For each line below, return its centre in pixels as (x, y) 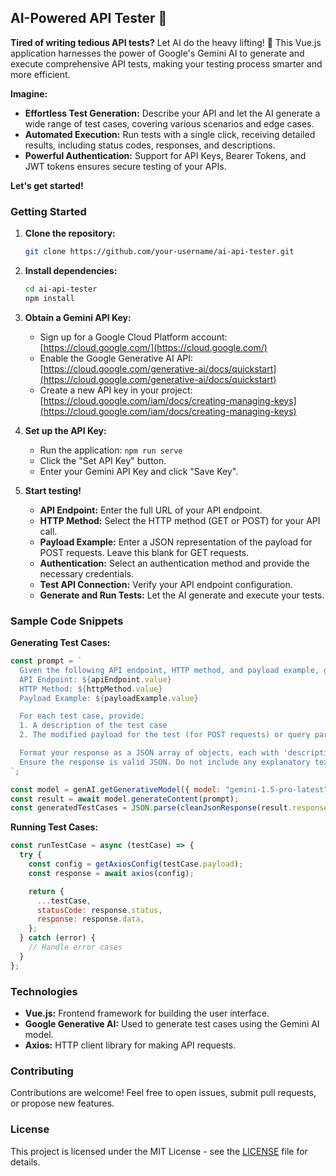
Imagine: (29, 93)
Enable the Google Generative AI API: (116, 358)
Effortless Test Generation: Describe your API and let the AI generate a (172, 113)
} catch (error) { (58, 938)
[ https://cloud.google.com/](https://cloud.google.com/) (153, 347)
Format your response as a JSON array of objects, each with (149, 753)
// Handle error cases (75, 947)
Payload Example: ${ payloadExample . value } (109, 698)
